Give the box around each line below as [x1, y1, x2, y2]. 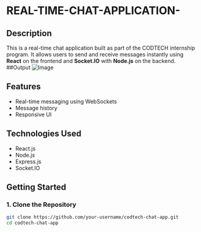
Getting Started [6, 182, 67, 193]
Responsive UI [15, 111, 52, 118]
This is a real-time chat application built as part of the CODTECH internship [6, 44, 196, 51]
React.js [15, 144, 36, 152]
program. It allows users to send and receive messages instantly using [6, 51, 184, 58]
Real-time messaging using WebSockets [15, 97, 117, 105]
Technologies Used [6, 129, 81, 139]
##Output [6, 64, 31, 71]
